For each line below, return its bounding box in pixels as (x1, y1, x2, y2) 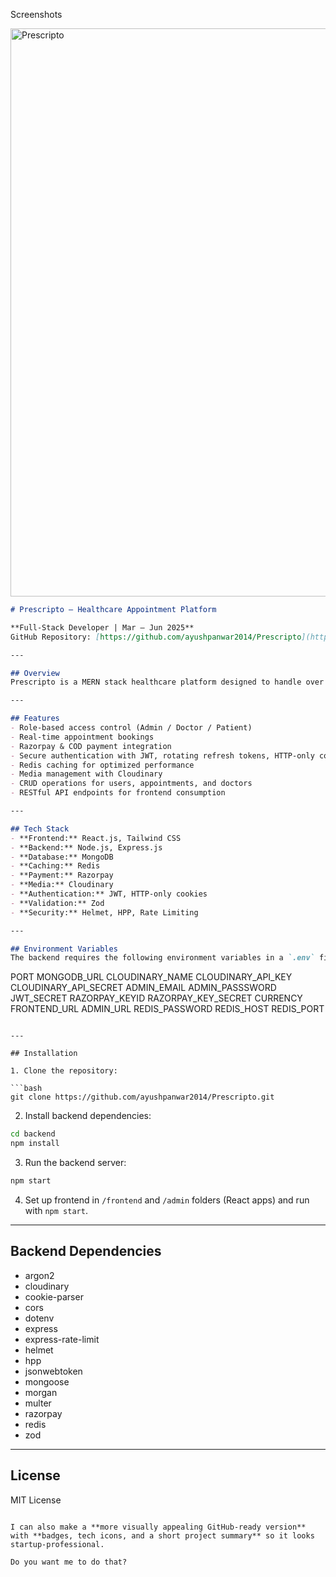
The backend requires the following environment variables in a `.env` (10, 953, 315, 963)
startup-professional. (10, 1539, 105, 1549)
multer (24, 1397, 52, 1409)
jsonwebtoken (24, 1365, 83, 1377)
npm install (10, 1139, 60, 1149)
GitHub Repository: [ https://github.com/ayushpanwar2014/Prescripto (10, 632, 302, 642)
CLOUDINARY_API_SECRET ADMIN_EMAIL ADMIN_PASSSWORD (10, 982, 277, 994)
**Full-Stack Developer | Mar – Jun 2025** (10, 622, 195, 633)
